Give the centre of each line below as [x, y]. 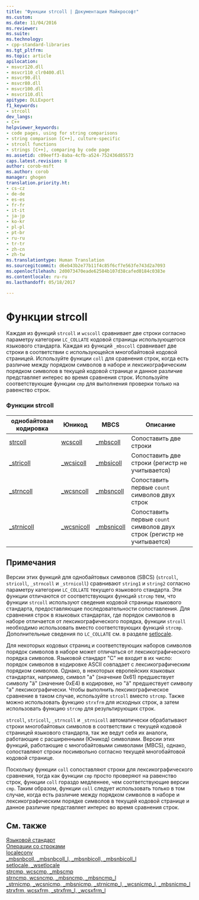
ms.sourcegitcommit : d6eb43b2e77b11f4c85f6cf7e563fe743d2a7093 [86, 266]
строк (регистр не [157, 534]
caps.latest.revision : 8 [37, 161]
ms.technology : [25, 39]
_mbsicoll [109, 463]
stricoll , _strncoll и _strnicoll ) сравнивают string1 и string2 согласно [98, 583]
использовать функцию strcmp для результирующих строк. [81, 708]
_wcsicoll [74, 463]
